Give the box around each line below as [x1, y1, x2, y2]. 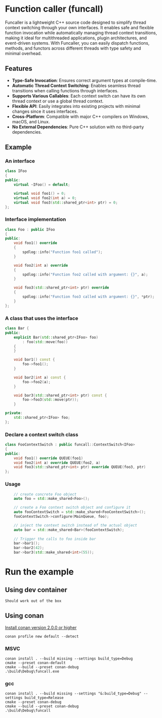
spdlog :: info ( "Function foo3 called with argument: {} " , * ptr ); [22, 294, 155, 299]
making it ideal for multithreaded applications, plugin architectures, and [5, 35, 147, 41]
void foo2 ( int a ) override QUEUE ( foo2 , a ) [14, 460, 101, 465]
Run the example [5, 566, 74, 578]
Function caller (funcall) [5, 3, 103, 15]
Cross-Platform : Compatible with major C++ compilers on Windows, [12, 113, 149, 120]
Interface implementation [5, 216, 66, 223]
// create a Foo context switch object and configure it [14, 505, 131, 510]
